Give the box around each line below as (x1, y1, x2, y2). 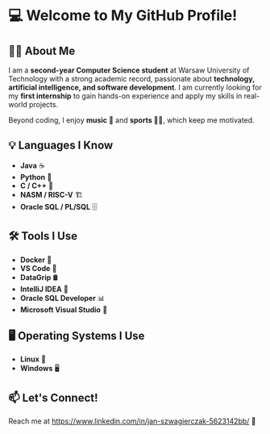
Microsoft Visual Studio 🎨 (19, 304, 108, 315)
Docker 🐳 (19, 255, 52, 265)
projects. (28, 100, 59, 109)
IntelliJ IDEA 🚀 (19, 284, 69, 294)
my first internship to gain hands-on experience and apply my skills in (8, 91, 243, 101)
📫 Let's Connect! (8, 390, 98, 404)
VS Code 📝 (19, 263, 57, 273)
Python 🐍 (19, 172, 52, 182)
